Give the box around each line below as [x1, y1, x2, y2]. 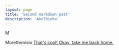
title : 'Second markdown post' [5, 12, 70, 17]
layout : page [5, 7, 32, 12]
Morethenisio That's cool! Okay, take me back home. [5, 40, 114, 46]
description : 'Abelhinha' [5, 16, 59, 21]
